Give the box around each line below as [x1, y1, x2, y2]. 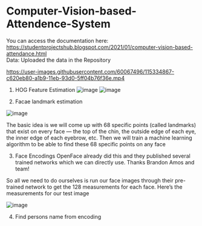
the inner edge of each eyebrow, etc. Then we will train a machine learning [6, 134, 192, 141]
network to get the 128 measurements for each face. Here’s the [25, 183, 183, 190]
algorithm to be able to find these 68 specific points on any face [6, 140, 166, 147]
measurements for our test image [6, 189, 90, 197]
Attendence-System [6, 17, 111, 31]
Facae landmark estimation [15, 98, 83, 105]
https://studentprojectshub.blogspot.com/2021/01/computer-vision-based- [6, 44, 194, 51]
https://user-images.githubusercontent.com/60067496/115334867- [6, 68, 174, 75]
